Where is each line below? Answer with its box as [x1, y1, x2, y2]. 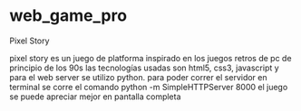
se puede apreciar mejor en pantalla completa [9, 91, 181, 102]
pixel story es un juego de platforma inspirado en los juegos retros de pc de [9, 52, 292, 63]
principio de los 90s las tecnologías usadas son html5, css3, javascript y [9, 62, 279, 73]
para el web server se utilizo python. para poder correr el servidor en [9, 71, 267, 82]
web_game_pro [9, 5, 128, 26]
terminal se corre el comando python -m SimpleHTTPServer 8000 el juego [9, 81, 288, 92]
